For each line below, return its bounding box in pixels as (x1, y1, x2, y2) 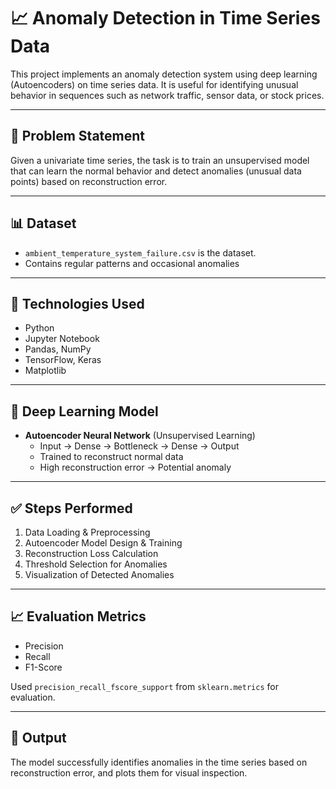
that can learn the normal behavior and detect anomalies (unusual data (10, 165, 302, 177)
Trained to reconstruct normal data (39, 451, 184, 463)
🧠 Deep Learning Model (10, 403, 159, 420)
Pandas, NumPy (24, 343, 92, 355)
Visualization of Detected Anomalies (24, 569, 175, 580)
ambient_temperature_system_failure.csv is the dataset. (24, 246, 257, 259)
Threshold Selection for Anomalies (24, 558, 168, 570)
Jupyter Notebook (24, 333, 100, 345)
